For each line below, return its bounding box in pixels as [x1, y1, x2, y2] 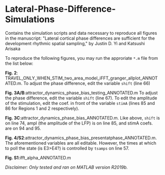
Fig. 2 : [5, 70, 18, 75]
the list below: [5, 60, 33, 66]
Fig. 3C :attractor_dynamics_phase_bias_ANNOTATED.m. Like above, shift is [5, 115, 160, 121]
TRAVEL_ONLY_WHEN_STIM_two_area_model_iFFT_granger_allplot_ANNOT [5, 75, 158, 81]
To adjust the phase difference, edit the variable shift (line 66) [23, 80, 151, 86]
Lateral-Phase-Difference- [5, 3, 116, 15]
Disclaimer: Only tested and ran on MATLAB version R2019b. [5, 164, 128, 170]
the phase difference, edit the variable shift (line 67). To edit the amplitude [5, 95, 157, 101]
